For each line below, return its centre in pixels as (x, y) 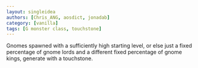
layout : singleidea (31, 12)
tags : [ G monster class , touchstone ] (54, 29)
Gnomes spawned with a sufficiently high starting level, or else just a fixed (99, 46)
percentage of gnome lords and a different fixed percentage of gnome (94, 52)
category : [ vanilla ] (32, 23)
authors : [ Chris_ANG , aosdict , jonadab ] (58, 17)
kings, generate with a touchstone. (50, 58)
